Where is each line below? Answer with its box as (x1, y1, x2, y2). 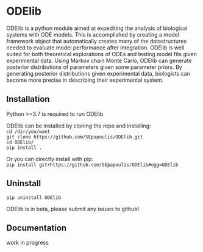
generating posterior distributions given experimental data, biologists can (6, 70, 190, 77)
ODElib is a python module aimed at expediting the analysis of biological (6, 24, 188, 32)
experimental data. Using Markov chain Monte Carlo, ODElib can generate (6, 57, 192, 64)
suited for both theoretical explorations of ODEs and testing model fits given (6, 50, 197, 57)
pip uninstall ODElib (6, 194, 62, 201)
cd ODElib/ (6, 139, 34, 145)
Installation (6, 94, 50, 104)
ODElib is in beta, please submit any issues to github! (6, 205, 140, 212)
